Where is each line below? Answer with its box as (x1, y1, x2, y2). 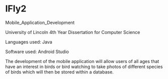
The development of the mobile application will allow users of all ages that (5, 58, 159, 64)
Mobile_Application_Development (5, 19, 75, 25)
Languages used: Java (5, 38, 52, 45)
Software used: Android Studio (5, 48, 69, 54)
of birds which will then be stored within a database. (5, 68, 114, 75)
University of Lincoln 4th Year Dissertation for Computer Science (5, 29, 140, 35)
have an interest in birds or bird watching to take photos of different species (5, 63, 163, 69)
